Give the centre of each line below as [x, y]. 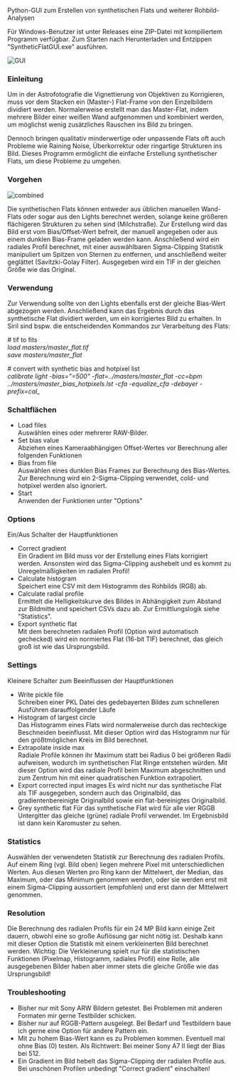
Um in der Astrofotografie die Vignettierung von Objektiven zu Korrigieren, [116, 95]
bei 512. [29, 1053]
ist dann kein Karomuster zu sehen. [69, 823]
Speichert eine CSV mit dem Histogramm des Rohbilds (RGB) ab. [112, 586]
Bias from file [37, 463]
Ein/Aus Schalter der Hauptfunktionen [63, 535]
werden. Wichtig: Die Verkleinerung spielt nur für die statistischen [104, 951]
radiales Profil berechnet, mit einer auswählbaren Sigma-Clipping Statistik [115, 247]
